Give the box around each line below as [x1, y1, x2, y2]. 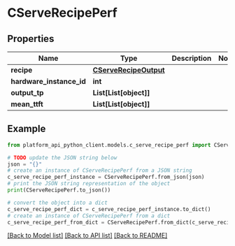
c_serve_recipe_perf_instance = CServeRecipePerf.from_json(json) [7, 173, 205, 181]
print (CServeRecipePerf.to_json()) [7, 187, 111, 194]
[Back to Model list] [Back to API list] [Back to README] [7, 231, 168, 240]
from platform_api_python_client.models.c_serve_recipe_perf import [7, 141, 211, 148]
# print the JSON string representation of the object [7, 180, 171, 187]
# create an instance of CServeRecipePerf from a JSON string [7, 167, 192, 174]
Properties [7, 33, 55, 45]
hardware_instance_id [10, 77, 86, 86]
